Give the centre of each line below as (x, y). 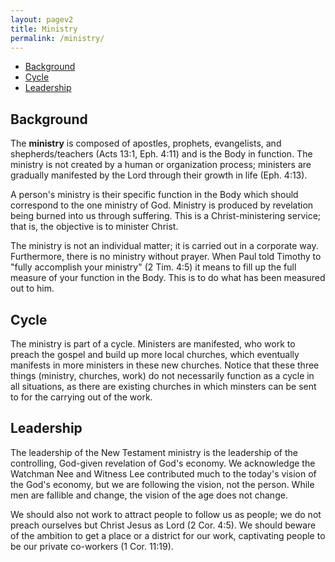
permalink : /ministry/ (57, 38)
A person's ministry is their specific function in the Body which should (154, 195)
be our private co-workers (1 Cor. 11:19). (92, 546)
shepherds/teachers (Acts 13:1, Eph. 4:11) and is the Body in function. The (161, 154)
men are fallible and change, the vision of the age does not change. (149, 495)
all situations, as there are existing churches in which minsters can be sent (163, 386)
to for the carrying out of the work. (81, 397)
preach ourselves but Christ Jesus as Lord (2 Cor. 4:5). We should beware (163, 525)
